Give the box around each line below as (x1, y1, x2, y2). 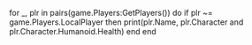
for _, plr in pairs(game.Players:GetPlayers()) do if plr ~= (9, 8, 214, 18)
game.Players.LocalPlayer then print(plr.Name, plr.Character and (9, 17, 244, 27)
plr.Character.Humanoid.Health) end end (9, 26, 157, 36)
